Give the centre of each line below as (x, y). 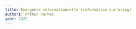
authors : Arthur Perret (30, 14)
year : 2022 (16, 19)
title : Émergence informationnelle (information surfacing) (68, 10)
